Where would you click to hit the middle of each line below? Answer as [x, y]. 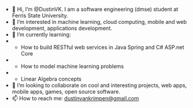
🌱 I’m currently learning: [41, 35]
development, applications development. [62, 28]
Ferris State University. [40, 16]
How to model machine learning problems [72, 66]
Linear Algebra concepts [51, 79]
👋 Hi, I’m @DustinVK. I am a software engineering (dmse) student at [95, 9]
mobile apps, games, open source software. [66, 92]
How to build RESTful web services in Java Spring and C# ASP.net [102, 47]
